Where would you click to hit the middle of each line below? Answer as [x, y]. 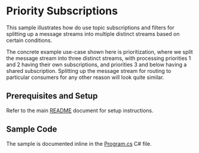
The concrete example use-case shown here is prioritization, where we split [99, 51]
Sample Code [32, 129]
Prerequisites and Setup [52, 96]
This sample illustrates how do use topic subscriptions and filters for [90, 27]
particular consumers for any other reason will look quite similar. [85, 77]
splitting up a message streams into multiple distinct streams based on [93, 33]
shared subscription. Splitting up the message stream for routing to [89, 71]
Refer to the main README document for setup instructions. [80, 110]
